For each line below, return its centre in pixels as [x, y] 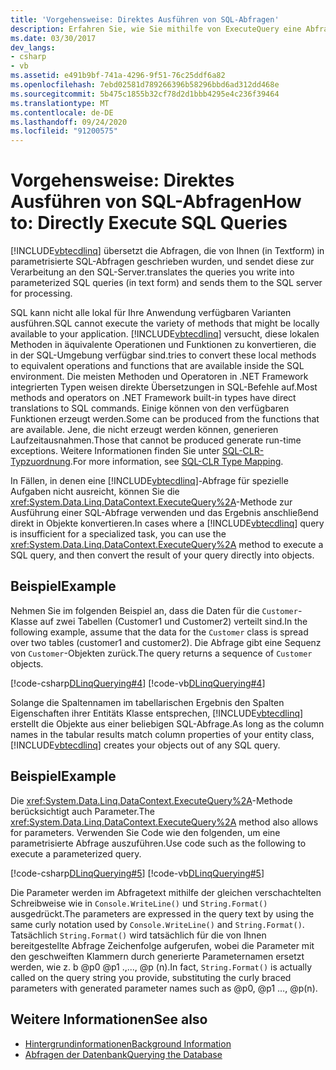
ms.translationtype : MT [60, 103]
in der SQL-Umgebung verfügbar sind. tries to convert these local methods [163, 355]
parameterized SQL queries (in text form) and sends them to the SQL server [166, 283]
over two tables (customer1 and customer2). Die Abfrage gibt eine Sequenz [166, 642]
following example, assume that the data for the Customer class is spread [159, 632]
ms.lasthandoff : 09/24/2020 [69, 122]
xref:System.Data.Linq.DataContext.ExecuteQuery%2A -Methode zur [151, 502]
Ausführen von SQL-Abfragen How [156, 202]
